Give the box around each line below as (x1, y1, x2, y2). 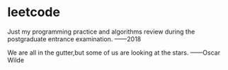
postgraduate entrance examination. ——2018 (7, 34, 142, 43)
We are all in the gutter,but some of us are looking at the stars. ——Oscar (7, 48, 221, 57)
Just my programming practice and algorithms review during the (7, 27, 195, 36)
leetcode (7, 4, 60, 20)
